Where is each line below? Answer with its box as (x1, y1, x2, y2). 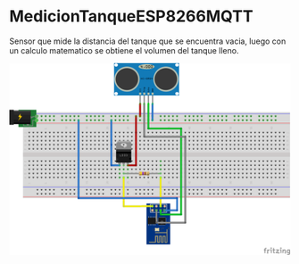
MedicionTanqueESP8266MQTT (9, 6, 253, 27)
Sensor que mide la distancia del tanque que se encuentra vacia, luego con (9, 36, 287, 46)
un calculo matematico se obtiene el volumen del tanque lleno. (9, 45, 239, 55)
